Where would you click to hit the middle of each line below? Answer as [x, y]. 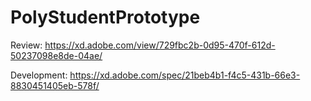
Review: [26, 45]
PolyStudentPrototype [105, 17]
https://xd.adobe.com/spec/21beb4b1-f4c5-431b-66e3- [185, 75]
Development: [39, 75]
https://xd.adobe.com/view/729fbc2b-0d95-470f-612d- [160, 45]
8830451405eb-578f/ [55, 85]
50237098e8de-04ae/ [56, 55]
